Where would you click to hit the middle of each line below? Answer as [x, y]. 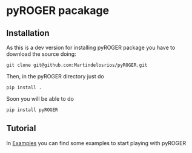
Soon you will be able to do [40, 99]
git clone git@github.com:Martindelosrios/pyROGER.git [77, 65]
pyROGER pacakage [58, 11]
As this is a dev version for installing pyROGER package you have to [91, 47]
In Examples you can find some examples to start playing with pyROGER [96, 143]
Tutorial [21, 128]
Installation [28, 33]
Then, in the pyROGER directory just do [55, 76]
